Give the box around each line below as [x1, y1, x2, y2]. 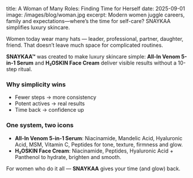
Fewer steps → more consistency [14, 94, 97, 101]
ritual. [18, 66, 33, 73]
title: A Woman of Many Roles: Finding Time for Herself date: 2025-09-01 [6, 5, 185, 12]
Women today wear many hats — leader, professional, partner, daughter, [6, 35, 184, 42]
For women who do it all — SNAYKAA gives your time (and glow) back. [6, 165, 181, 172]
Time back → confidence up [14, 106, 84, 114]
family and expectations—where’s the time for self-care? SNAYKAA [6, 18, 171, 24]
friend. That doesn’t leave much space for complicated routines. [6, 41, 163, 48]
